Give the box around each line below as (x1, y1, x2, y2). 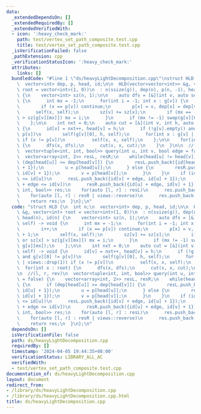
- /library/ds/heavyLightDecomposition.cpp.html (6, 393, 130, 399)
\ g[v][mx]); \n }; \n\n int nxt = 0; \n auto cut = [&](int (17, 243, 188, 249)
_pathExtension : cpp (11, 53, 63, 59)
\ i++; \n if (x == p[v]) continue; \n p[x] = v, (17, 226, 194, 232)
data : (6, 8, 20, 15)
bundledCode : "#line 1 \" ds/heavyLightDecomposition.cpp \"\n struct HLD (11, 75, 194, 81)
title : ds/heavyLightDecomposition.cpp (6, 399, 106, 405)
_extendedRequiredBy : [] (11, 20, 74, 26)
